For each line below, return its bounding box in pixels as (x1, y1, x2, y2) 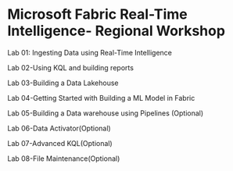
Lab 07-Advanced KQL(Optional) (7, 138, 113, 148)
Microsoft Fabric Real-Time (7, 5, 188, 23)
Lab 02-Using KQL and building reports (7, 62, 134, 72)
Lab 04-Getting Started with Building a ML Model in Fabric (7, 93, 195, 102)
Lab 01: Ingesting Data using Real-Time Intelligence (7, 48, 173, 57)
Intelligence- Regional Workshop (7, 22, 226, 40)
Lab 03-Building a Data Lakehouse (7, 78, 119, 87)
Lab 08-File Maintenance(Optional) (7, 154, 120, 163)
